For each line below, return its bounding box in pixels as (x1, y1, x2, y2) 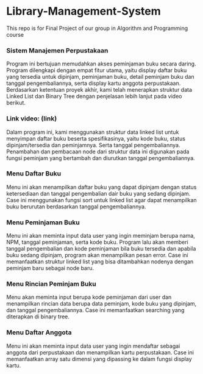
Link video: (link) (6, 114, 57, 123)
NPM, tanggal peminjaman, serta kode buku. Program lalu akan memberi (6, 238, 189, 246)
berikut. (6, 99, 26, 106)
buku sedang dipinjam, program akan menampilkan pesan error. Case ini (6, 252, 188, 259)
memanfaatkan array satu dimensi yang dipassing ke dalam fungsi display (6, 355, 192, 362)
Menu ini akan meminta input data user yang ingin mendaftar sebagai (6, 342, 180, 350)
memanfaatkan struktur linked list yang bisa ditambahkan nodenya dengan (6, 258, 194, 265)
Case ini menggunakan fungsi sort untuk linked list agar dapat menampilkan (6, 196, 197, 204)
